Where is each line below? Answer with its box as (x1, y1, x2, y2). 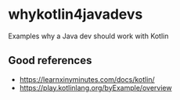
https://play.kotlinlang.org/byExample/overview (19, 83, 172, 92)
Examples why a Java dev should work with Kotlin (8, 31, 169, 41)
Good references (8, 54, 92, 67)
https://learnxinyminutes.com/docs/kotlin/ (19, 74, 155, 84)
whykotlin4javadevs (8, 5, 143, 23)
